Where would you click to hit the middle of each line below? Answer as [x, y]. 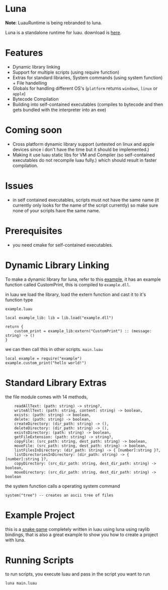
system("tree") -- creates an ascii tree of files [59, 495]
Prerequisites [34, 231]
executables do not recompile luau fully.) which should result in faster [85, 160]
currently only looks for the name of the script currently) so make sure [85, 205]
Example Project [40, 515]
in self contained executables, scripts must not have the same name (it [86, 200]
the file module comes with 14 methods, [47, 397]
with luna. [15, 540]
